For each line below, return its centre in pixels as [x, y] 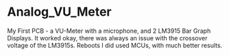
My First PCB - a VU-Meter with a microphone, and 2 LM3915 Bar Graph [109, 31]
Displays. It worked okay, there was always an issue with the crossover [107, 38]
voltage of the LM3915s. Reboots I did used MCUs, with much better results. [115, 45]
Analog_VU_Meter [59, 12]
